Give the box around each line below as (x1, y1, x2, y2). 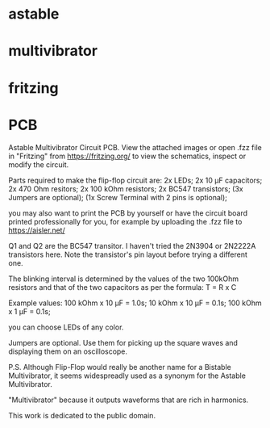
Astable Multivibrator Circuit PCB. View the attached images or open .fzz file (8, 142, 262, 152)
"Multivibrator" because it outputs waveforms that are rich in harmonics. (8, 395, 249, 405)
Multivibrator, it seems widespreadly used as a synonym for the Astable (8, 371, 246, 380)
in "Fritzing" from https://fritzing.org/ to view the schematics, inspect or (8, 151, 247, 161)
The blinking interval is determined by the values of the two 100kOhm (8, 274, 239, 283)
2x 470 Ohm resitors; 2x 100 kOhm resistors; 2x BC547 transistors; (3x (8, 183, 243, 194)
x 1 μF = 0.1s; (8, 306, 51, 316)
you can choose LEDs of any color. (8, 322, 124, 332)
